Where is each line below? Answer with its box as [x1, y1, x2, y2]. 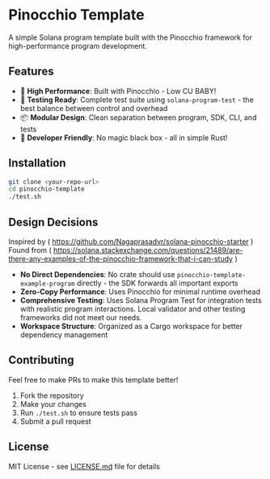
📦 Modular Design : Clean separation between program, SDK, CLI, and [19, 112, 257, 122]
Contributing [8, 353, 74, 367]
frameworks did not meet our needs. [19, 313, 142, 322]
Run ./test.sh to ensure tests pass [19, 408, 137, 417]
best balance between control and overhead [19, 103, 168, 113]
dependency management [19, 330, 108, 340]
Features [8, 65, 54, 79]
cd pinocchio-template [8, 185, 85, 194]
